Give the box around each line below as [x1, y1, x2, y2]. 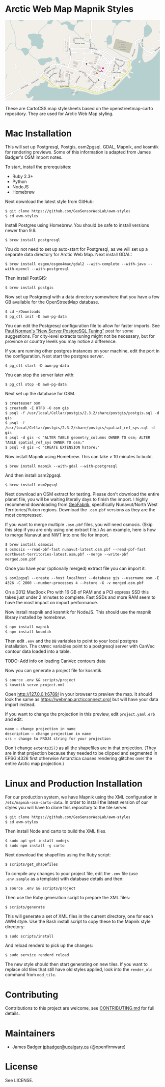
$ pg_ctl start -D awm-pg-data [5, 363, 69, 368]
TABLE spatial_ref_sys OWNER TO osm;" [5, 440, 84, 445]
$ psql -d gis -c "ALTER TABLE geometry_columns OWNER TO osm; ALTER [5, 435, 151, 441]
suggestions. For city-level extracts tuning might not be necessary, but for [5, 333, 155, 339]
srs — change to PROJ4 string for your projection [5, 736, 111, 741]
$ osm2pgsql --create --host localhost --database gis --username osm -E [5, 576, 160, 581]
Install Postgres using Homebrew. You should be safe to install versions [5, 222, 149, 228]
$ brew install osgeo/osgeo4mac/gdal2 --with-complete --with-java [5, 262, 146, 266]
